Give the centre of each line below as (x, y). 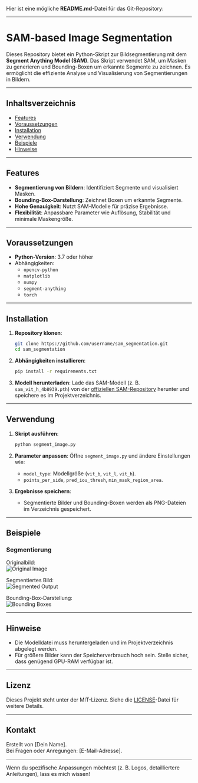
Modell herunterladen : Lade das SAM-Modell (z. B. (77, 383)
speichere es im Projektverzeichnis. (58, 395)
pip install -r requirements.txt (56, 371)
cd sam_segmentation (40, 350)
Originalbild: (21, 563)
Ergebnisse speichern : (43, 491)
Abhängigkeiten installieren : (50, 360)
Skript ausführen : (37, 433)
